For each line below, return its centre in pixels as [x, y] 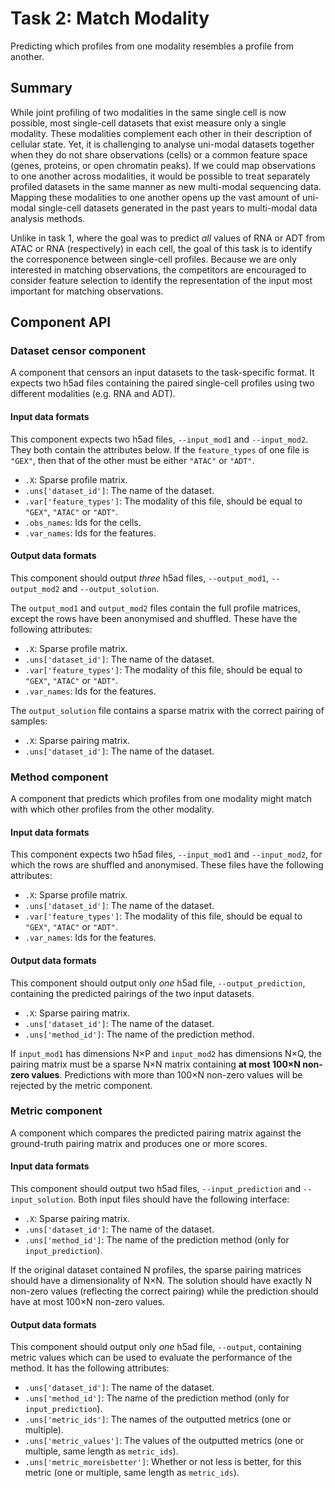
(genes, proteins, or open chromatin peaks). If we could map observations [163, 165]
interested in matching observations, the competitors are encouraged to [158, 269]
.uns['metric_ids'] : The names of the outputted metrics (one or [158, 1419]
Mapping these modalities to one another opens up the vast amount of [155, 197]
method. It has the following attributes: [90, 1368]
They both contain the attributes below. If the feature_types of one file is [160, 449]
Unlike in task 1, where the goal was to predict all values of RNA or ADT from [168, 238]
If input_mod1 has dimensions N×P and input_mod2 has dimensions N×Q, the [166, 1053]
